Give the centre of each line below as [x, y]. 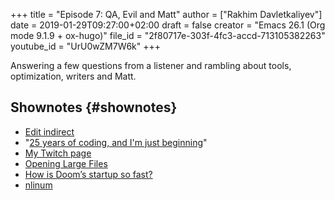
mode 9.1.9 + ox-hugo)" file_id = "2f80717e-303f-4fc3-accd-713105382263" [168, 35]
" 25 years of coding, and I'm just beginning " [116, 142]
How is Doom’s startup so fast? [88, 174]
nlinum [38, 185]
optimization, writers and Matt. [73, 76]
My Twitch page [58, 153]
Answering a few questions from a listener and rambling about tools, [151, 65]
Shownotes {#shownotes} [94, 107]
